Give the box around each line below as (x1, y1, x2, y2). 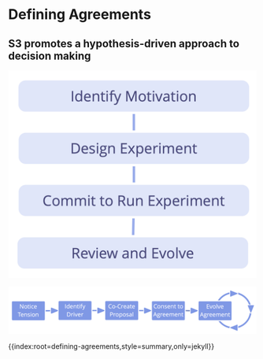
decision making (8, 49, 91, 62)
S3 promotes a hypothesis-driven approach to (8, 37, 240, 50)
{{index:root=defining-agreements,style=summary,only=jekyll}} (8, 342, 215, 351)
